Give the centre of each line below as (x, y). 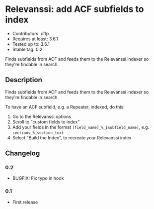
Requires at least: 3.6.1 (35, 39)
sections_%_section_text (38, 133)
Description (24, 80)
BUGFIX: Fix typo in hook (38, 178)
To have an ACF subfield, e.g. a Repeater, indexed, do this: (65, 107)
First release (25, 202)
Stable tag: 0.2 (27, 49)
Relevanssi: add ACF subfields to (75, 9)
